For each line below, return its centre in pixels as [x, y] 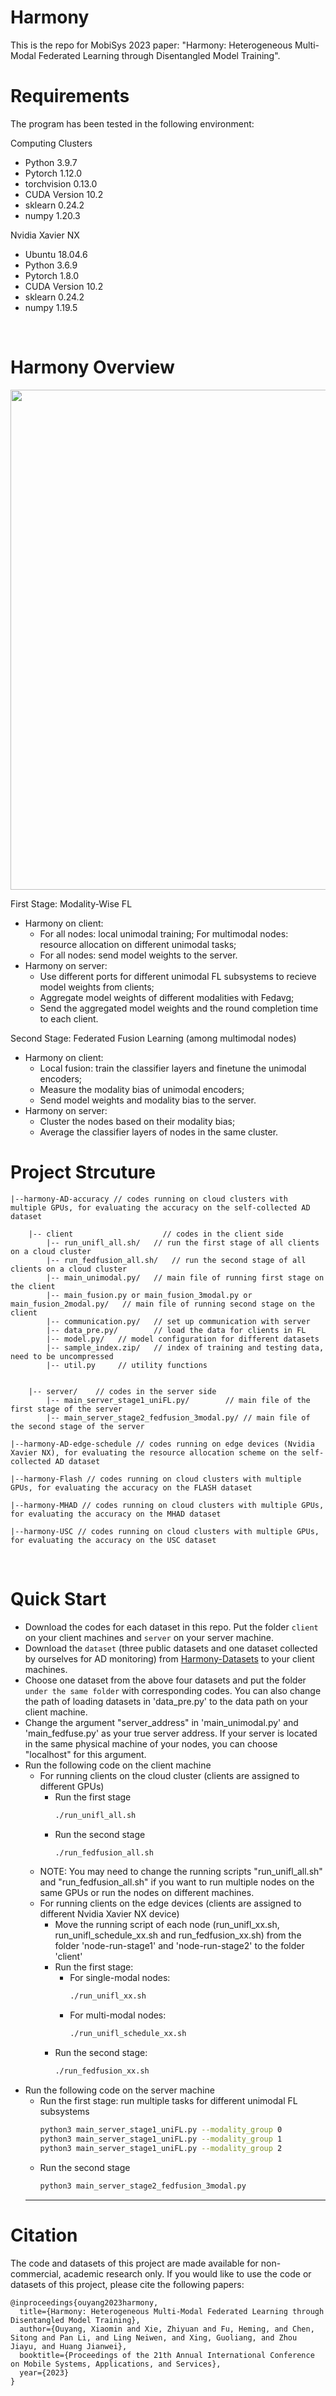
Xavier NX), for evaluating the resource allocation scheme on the [154, 1452]
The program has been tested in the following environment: [132, 123]
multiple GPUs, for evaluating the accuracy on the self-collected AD [160, 1207]
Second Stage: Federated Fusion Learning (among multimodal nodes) [153, 1038]
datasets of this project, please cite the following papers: [127, 2284]
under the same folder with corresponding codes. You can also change [173, 1690]
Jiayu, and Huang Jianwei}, [69, 2346]
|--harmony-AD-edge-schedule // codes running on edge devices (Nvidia [162, 1444]
